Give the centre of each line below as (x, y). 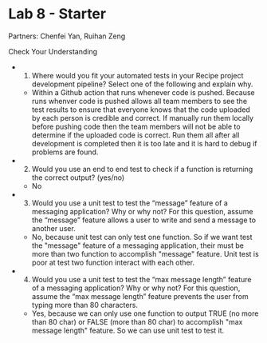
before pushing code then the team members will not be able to (136, 126)
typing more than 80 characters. (84, 305)
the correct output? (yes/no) (78, 177)
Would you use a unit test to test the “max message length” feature (141, 279)
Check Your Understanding (53, 51)
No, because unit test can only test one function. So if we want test (142, 237)
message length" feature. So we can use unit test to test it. (128, 330)
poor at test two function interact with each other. (113, 262)
